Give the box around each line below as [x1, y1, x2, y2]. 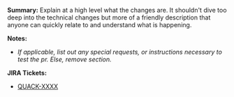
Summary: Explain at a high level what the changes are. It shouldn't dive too [7, 6, 227, 14]
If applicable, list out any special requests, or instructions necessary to [17, 48, 222, 56]
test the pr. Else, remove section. [17, 55, 112, 64]
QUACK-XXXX [17, 82, 59, 90]
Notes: [7, 34, 28, 43]
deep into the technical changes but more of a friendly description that [7, 13, 211, 22]
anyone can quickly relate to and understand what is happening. [7, 21, 192, 29]
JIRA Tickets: [7, 69, 47, 77]
